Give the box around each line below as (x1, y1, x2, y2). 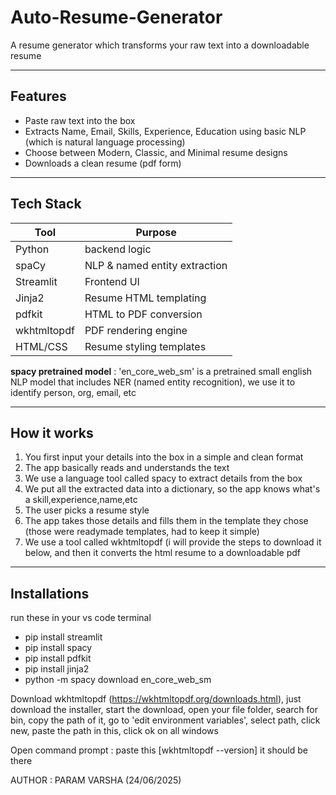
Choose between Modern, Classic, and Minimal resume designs (24, 146, 288, 158)
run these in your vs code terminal (10, 612, 152, 624)
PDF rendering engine (84, 323, 188, 337)
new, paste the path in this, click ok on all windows (10, 725, 219, 737)
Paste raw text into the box (24, 114, 136, 126)
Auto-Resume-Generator (10, 6, 223, 29)
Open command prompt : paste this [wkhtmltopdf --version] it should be (10, 744, 308, 756)
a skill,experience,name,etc (24, 494, 138, 506)
